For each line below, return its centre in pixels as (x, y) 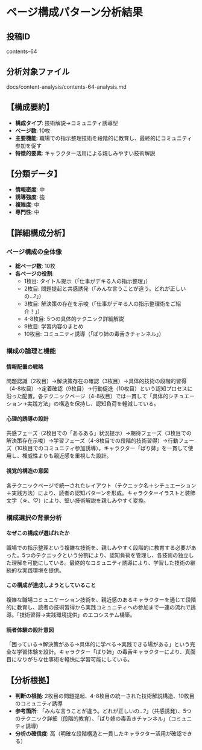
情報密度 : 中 (30, 189)
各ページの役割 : (34, 274)
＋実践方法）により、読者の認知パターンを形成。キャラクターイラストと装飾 (101, 493)
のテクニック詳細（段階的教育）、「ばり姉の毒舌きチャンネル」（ (93, 718)
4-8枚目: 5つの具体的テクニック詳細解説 (74, 319)
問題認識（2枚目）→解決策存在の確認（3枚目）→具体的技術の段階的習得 (96, 381)
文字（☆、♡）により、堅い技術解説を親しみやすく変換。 (78, 500)
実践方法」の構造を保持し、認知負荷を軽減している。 (93, 404)
